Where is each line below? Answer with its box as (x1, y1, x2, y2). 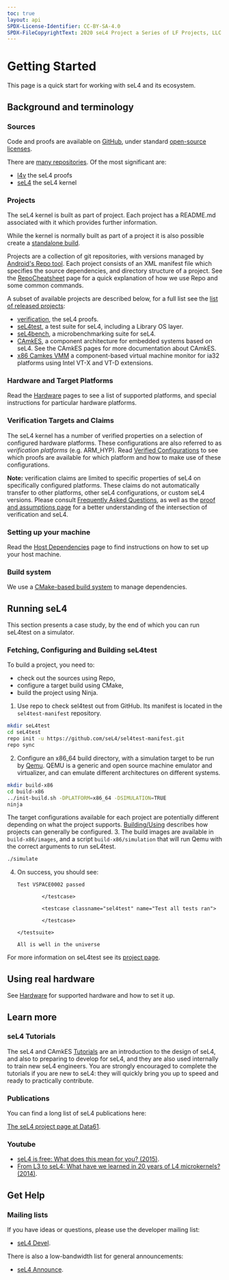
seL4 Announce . (16, 1266, 64, 1274)
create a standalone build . (7, 239, 81, 247)
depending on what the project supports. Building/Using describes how (7, 820, 208, 829)
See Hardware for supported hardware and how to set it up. (7, 992, 176, 1000)
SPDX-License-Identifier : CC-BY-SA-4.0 (7, 23, 121, 29)
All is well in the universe (16, 941, 100, 948)
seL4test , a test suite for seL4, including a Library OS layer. (16, 323, 184, 331)
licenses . (7, 145, 33, 153)
